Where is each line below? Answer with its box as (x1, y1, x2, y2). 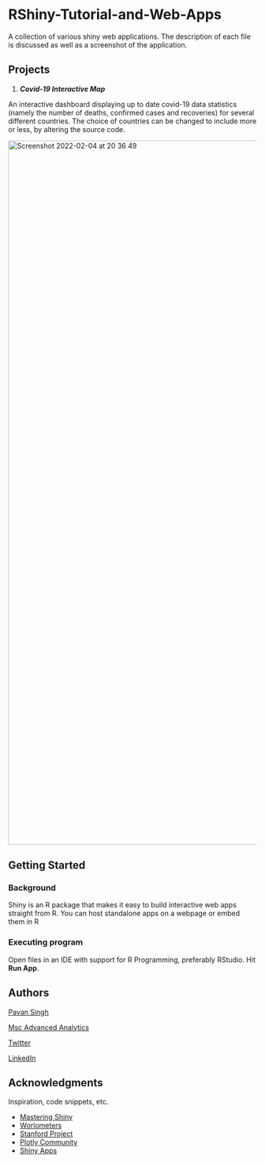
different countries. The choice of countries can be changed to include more (8, 116, 257, 126)
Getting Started (8, 858, 86, 872)
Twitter (8, 1038, 32, 1047)
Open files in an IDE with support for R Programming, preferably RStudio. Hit (8, 955, 256, 964)
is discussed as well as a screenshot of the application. (8, 40, 188, 49)
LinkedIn (8, 1053, 36, 1063)
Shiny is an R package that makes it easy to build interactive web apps (8, 900, 237, 910)
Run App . (8, 963, 39, 972)
